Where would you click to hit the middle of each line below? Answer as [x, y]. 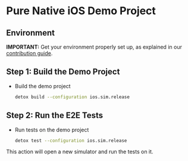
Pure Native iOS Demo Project [81, 11]
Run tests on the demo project [52, 130]
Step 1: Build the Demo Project [63, 72]
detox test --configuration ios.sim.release [71, 140]
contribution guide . [29, 53]
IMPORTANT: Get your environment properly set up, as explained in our [94, 47]
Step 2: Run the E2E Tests [55, 116]
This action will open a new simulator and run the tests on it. [80, 152]
